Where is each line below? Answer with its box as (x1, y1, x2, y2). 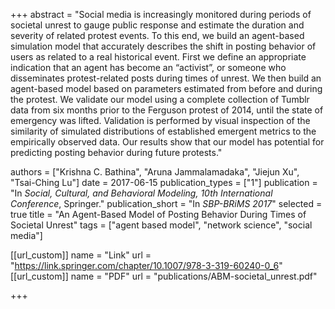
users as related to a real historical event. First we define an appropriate (10, 51, 307, 63)
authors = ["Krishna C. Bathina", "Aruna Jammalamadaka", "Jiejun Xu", (10, 166, 300, 178)
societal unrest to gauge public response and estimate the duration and (10, 19, 305, 31)
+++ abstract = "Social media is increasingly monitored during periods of (10, 9, 312, 20)
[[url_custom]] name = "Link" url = (10, 249, 152, 261)
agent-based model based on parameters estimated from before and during (10, 83, 323, 94)
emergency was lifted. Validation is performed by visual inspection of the (10, 115, 311, 126)
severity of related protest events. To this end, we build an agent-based (10, 30, 305, 41)
